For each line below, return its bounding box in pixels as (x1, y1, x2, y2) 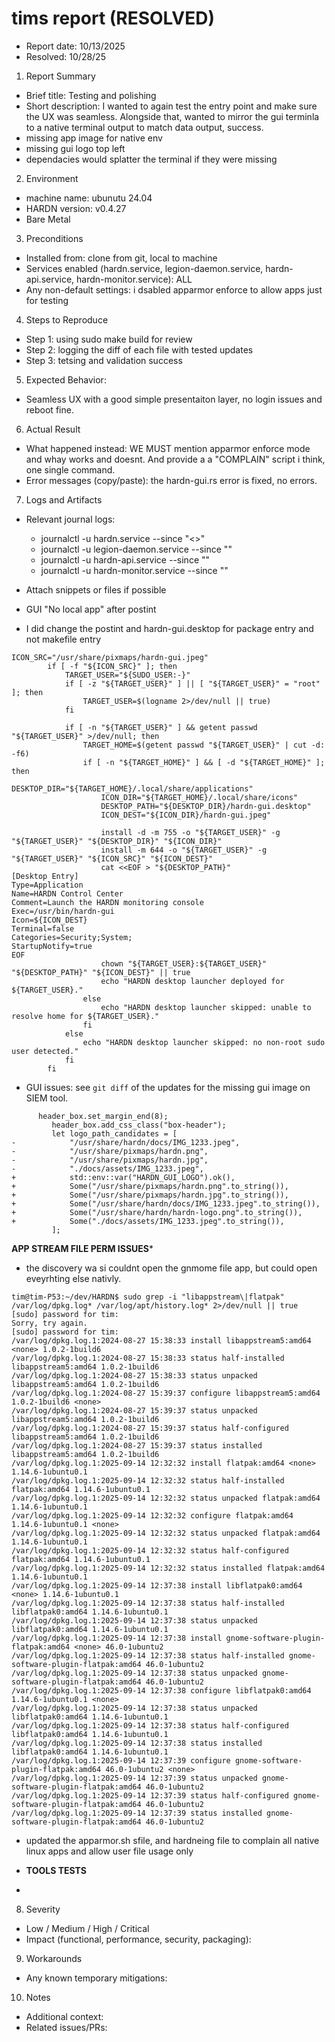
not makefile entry (25, 633, 102, 645)
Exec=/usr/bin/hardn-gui (11, 906, 115, 916)
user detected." (11, 1046, 79, 1056)
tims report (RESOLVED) (11, 7, 215, 30)
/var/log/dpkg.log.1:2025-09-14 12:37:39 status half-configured (11, 1790, 289, 1801)
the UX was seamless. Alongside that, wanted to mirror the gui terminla (25, 110, 320, 122)
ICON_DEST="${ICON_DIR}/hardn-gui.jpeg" (100, 810, 272, 820)
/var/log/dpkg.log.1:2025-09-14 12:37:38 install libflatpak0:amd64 (11, 1580, 303, 1591)
